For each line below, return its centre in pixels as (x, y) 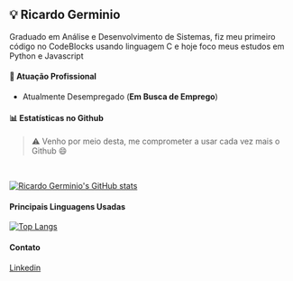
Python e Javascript (46, 56)
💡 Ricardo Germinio (65, 15)
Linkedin (25, 267)
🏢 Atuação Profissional (53, 77)
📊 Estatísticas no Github (56, 117)
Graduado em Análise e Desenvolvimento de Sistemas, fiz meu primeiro (142, 36)
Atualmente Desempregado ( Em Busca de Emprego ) (120, 97)
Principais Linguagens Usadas (68, 206)
